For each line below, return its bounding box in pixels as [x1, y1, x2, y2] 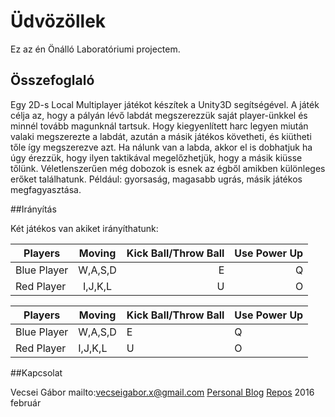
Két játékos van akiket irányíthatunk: [10, 222, 159, 234]
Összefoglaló [10, 72, 95, 89]
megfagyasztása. [10, 183, 82, 195]
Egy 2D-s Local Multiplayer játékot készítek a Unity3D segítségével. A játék [10, 98, 320, 110]
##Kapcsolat [10, 366, 63, 379]
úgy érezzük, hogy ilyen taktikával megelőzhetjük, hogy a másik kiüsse [10, 151, 303, 164]
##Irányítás [10, 203, 57, 215]
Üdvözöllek [10, 10, 107, 33]
